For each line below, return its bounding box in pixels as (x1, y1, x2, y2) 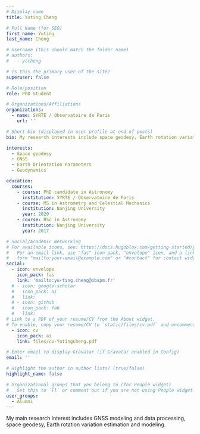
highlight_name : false (6, 371, 62, 377)
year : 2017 (21, 228, 49, 234)
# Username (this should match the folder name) (6, 47, 129, 53)
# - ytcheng (6, 58, 42, 64)
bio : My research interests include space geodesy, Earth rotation (6, 134, 177, 140)
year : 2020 (21, 211, 49, 218)
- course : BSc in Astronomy (17, 217, 86, 223)
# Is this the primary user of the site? (6, 69, 111, 75)
